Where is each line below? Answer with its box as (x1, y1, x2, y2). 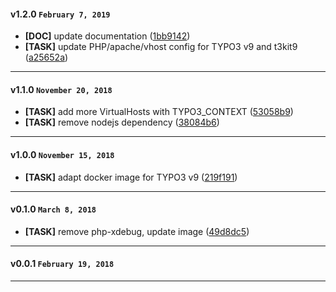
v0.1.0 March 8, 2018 (10, 203, 97, 215)
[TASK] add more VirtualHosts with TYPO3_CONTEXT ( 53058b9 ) (24, 106, 294, 118)
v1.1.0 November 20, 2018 (10, 83, 113, 95)
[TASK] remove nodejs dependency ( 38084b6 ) (24, 116, 220, 129)
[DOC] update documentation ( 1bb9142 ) (24, 30, 191, 42)
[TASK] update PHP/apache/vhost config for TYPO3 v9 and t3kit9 (24, 41, 298, 53)
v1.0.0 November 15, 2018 (10, 149, 115, 160)
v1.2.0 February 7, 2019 (10, 8, 111, 20)
